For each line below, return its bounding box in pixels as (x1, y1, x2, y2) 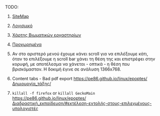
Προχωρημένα (12, 42, 42, 47)
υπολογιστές (12, 106, 38, 111)
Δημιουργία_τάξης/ (12, 81, 52, 87)
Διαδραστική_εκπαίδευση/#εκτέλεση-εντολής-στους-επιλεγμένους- (12, 101, 152, 106)
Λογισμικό (12, 23, 33, 29)
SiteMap (12, 14, 29, 19)
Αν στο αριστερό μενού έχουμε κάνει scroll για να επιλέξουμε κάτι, (12, 51, 148, 57)
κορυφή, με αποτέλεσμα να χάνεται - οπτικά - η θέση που (12, 61, 130, 67)
